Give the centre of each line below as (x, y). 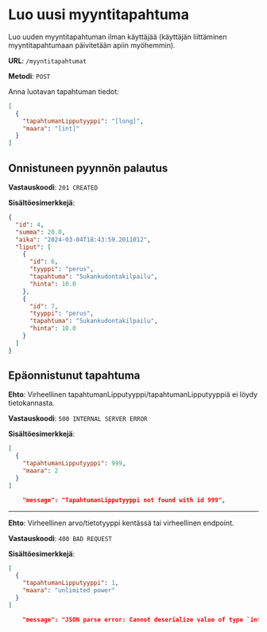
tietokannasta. (31, 403)
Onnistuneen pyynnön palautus (88, 168)
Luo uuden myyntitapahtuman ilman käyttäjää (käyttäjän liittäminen (118, 37)
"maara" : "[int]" (51, 128)
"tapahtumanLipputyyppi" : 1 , (71, 583)
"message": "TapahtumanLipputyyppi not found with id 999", (124, 500)
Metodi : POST (29, 76)
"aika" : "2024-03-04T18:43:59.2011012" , (83, 239)
